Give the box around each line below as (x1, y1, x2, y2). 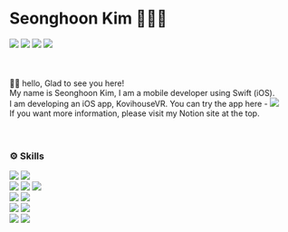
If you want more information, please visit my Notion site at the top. (9, 108, 260, 119)
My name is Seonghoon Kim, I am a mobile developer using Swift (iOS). (9, 87, 275, 98)
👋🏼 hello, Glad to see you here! (9, 77, 125, 89)
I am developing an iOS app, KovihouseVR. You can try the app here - (9, 98, 269, 109)
